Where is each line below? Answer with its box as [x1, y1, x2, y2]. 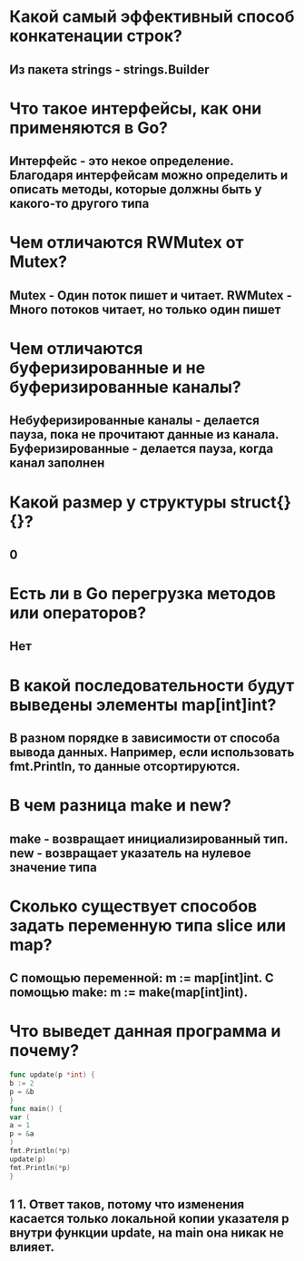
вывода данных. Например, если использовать [9, 744, 295, 760]
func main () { [9, 1104, 64, 1113]
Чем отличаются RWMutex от [9, 232, 244, 253]
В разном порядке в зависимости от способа [9, 731, 280, 746]
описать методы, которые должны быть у [9, 182, 262, 197]
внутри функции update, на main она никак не [9, 1225, 284, 1240]
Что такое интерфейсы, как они [9, 98, 262, 119]
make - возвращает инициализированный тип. [9, 831, 289, 846]
